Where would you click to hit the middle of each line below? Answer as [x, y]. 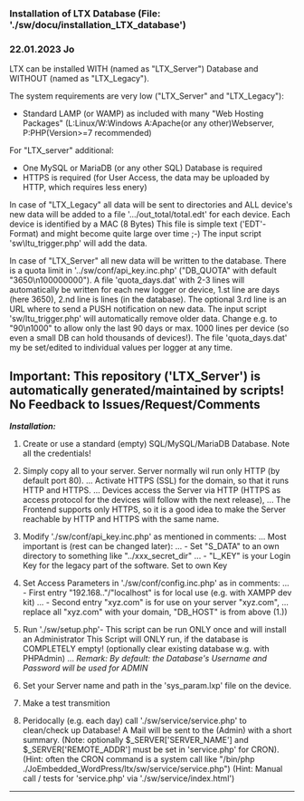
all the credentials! [57, 454]
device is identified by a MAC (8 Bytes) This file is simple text [123, 224]
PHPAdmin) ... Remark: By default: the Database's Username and [145, 659]
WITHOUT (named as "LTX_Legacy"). [79, 79]
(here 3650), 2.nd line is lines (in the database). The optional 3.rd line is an [148, 299]
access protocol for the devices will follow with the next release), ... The [157, 500]
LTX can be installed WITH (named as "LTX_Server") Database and [134, 69]
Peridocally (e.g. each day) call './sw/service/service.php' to [134, 721]
